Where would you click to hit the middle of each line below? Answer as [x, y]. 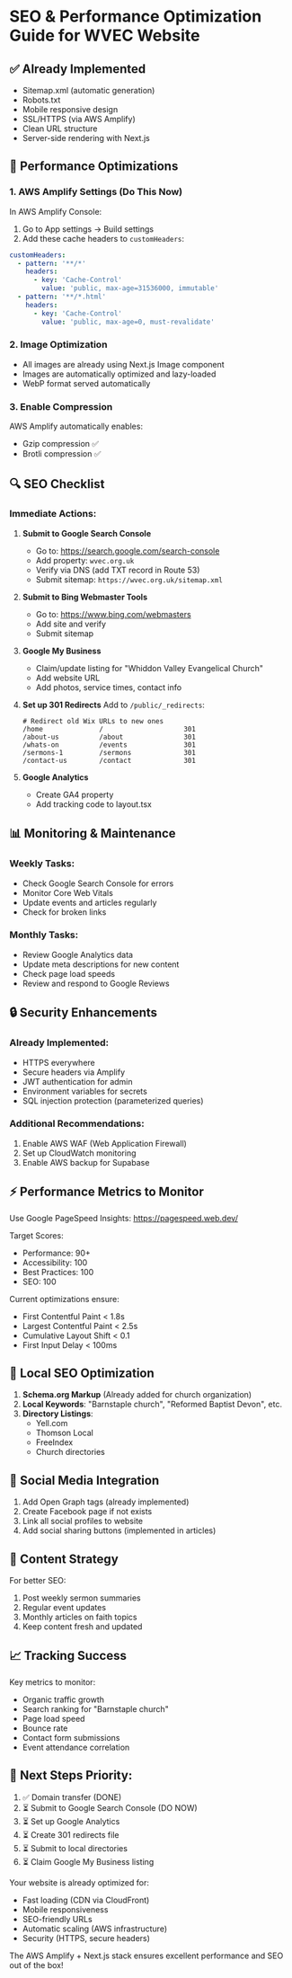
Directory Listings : [58, 1414]
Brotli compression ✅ [62, 454]
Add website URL [68, 678]
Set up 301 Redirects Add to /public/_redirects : [113, 705]
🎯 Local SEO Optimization [82, 1374]
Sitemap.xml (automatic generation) [88, 90]
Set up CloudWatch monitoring [79, 1153]
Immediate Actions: [53, 514]
